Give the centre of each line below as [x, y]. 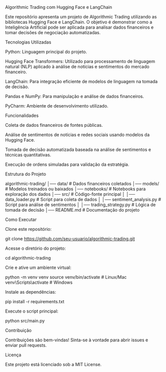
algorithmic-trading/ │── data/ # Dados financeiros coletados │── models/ [82, 184]
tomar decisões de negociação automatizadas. [53, 32]
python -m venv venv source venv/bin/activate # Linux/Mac [66, 277]
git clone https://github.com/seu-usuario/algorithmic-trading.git [70, 239]
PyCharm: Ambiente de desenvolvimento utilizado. [57, 106]
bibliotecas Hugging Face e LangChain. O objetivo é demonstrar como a [79, 22]
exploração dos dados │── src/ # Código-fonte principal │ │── [70, 194]
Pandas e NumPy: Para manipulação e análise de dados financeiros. [75, 96]
